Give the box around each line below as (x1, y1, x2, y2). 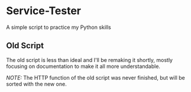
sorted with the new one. (6, 80, 67, 87)
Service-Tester (6, 4, 82, 18)
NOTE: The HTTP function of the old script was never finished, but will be (6, 74, 185, 81)
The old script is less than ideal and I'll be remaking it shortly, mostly (6, 56, 173, 63)
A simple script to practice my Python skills (6, 24, 111, 31)
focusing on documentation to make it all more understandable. (6, 63, 161, 70)
